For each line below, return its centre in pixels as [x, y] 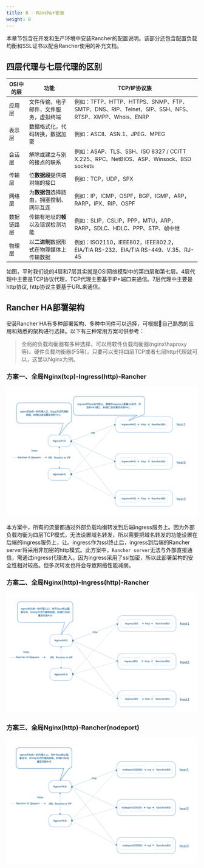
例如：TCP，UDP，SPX [104, 179]
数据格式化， [45, 126]
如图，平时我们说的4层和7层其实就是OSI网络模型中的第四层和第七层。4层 [98, 272]
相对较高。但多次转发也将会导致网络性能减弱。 [75, 565]
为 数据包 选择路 [48, 192]
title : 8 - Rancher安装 [36, 13]
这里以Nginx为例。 [55, 359]
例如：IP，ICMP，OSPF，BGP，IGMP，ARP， [132, 196]
